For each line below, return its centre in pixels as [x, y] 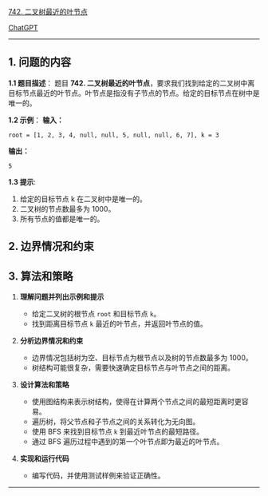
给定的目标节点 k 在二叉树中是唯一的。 [83, 199]
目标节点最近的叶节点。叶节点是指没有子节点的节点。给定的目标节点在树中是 [134, 93]
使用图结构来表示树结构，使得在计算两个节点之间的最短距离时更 [136, 402]
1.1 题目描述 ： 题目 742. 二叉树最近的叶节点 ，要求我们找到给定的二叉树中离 [132, 83]
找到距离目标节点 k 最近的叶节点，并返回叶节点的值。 [119, 324]
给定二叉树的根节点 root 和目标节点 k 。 [96, 314]
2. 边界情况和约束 [51, 246]
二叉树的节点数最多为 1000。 [67, 208]
